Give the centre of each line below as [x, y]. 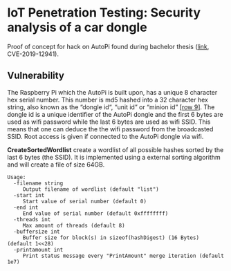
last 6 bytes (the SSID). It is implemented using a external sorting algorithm [114, 157]
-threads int [32, 219]
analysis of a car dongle [77, 27]
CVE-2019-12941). [33, 54]
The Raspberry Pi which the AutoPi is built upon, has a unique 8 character [112, 92]
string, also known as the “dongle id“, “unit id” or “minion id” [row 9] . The [111, 107]
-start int [29, 195]
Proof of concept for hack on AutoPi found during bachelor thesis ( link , [108, 46]
